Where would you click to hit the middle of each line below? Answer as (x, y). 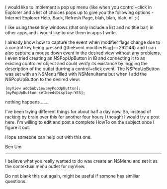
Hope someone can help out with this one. (48, 137)
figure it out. (18, 127)
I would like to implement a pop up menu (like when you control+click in (79, 7)
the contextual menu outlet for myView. (45, 166)
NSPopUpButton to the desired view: (43, 79)
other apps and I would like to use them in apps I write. (61, 33)
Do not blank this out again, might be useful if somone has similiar (73, 176)
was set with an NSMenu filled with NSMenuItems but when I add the (76, 74)
